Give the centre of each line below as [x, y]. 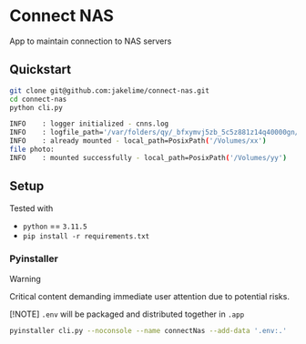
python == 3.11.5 [55, 226]
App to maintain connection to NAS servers [91, 41]
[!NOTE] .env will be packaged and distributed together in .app [127, 314]
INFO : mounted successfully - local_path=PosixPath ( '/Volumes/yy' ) [148, 157]
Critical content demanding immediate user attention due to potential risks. [149, 296]
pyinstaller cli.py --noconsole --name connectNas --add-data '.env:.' [148, 330]
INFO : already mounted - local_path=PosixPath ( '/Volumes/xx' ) [138, 141]
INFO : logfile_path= [56, 133]
